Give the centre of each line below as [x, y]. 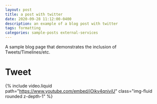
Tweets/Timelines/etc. [28, 52]
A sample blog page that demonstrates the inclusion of [61, 47]
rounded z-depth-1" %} [29, 96]
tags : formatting [23, 28]
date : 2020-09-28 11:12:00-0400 [38, 19]
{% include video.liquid [29, 86]
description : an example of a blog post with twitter [62, 24]
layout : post [19, 10]
